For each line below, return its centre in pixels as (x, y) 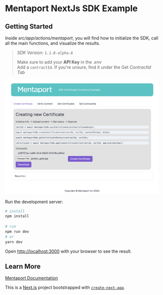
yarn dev (14, 242)
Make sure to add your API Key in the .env (59, 62)
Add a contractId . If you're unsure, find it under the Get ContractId (84, 67)
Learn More (23, 267)
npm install (17, 216)
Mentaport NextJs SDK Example (71, 9)
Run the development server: (34, 202)
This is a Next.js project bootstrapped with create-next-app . (65, 288)
